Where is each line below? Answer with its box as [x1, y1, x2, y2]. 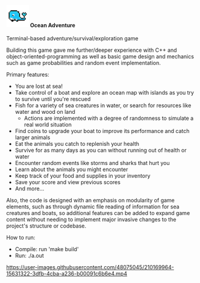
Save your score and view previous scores [14, 179, 120, 186]
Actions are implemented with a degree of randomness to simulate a [23, 114, 194, 122]
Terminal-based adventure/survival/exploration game [6, 35, 139, 42]
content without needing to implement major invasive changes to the [6, 216, 177, 223]
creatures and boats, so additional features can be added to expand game [6, 210, 190, 217]
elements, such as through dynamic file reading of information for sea [6, 203, 180, 210]
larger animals [14, 134, 51, 141]
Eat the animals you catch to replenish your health [14, 140, 140, 148]
